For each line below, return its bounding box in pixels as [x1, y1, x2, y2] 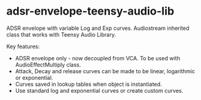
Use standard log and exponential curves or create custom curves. [15, 87, 183, 94]
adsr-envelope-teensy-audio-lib [6, 4, 175, 18]
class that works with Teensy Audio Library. [6, 30, 116, 38]
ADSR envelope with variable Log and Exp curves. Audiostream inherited [6, 24, 189, 32]
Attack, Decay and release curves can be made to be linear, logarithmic [15, 67, 196, 74]
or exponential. [15, 74, 53, 81]
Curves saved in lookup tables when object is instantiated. [15, 80, 163, 88]
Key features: [6, 43, 40, 50]
